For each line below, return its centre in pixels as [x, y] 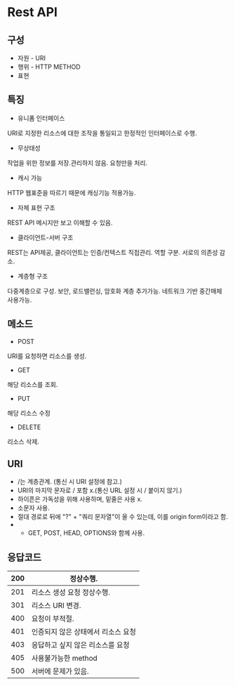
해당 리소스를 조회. [33, 384]
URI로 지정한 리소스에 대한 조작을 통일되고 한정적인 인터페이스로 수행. [102, 133]
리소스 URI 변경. [56, 606]
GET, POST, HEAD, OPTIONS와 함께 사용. [86, 533]
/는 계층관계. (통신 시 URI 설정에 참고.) [70, 482]
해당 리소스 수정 [29, 413]
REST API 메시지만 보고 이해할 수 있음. [60, 223]
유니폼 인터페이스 [41, 118]
